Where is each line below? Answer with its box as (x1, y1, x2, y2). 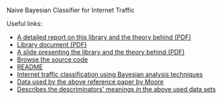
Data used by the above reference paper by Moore (16, 78, 164, 86)
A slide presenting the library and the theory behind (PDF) (16, 48, 185, 56)
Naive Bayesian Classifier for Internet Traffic (6, 6, 135, 14)
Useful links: (6, 20, 43, 27)
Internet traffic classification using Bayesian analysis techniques (16, 70, 203, 78)
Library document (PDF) (16, 41, 87, 48)
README (16, 63, 44, 71)
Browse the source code (16, 55, 89, 64)
